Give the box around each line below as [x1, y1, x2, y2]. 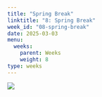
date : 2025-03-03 [7, 30, 58, 37]
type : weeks [7, 63, 42, 70]
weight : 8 [20, 56, 49, 63]
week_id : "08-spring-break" [7, 23, 90, 30]
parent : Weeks [20, 50, 61, 57]
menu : [7, 37, 23, 44]
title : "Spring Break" [7, 10, 74, 18]
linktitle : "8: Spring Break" [7, 17, 96, 24]
